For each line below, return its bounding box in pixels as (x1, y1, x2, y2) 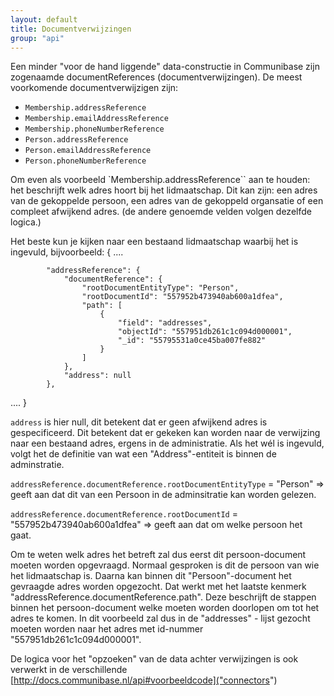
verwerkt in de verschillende (10, 664, 128, 676)
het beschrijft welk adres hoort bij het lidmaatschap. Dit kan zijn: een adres (10, 184, 318, 196)
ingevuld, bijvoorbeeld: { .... (10, 246, 124, 258)
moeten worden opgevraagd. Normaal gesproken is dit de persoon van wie (10, 559, 320, 571)
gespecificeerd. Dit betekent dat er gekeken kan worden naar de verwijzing (10, 427, 321, 439)
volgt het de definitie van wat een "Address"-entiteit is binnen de (10, 448, 277, 460)
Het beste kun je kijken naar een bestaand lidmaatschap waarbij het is (10, 236, 299, 248)
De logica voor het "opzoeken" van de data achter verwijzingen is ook (10, 653, 299, 665)
